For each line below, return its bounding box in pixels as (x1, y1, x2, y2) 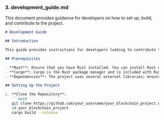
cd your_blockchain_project (11, 105, 69, 110)
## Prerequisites (5, 56, 41, 61)
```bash (11, 96, 27, 101)
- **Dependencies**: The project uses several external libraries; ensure (5, 74, 161, 79)
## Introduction (5, 39, 38, 44)
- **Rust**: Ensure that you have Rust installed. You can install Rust (5, 65, 156, 70)
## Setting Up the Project (5, 83, 60, 88)
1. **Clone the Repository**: (5, 92, 67, 97)
